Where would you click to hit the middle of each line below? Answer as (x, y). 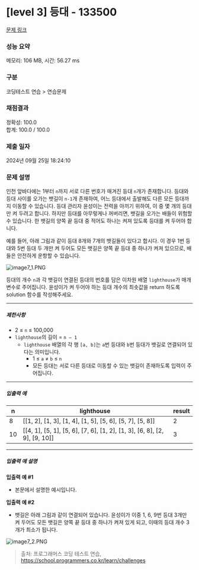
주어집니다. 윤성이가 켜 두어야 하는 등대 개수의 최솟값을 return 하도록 (101, 287)
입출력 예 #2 (20, 502)
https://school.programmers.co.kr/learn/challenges (83, 561)
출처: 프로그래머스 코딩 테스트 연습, (61, 554)
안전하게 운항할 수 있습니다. (49, 256)
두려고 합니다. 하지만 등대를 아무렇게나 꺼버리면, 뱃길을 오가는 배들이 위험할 (105, 213)
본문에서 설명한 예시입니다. (46, 490)
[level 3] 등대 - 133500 (62, 12)
